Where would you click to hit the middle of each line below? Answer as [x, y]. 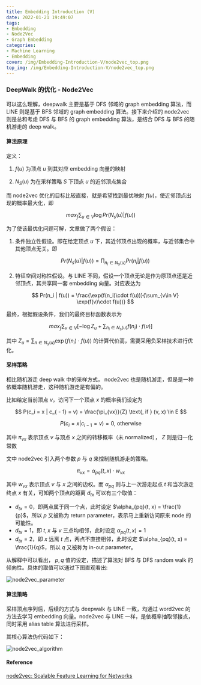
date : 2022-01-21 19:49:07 [40, 17]
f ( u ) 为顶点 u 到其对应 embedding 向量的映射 [70, 168]
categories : [21, 46]
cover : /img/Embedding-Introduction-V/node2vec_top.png [77, 62]
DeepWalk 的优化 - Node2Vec [50, 90]
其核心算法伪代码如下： [35, 636]
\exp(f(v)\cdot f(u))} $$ [105, 302]
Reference [19, 662]
